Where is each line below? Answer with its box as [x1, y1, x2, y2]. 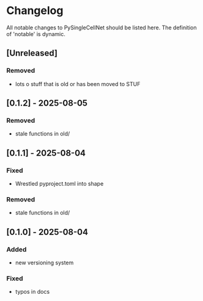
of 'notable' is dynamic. [6, 30, 65, 37]
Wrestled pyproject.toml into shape [15, 180, 104, 187]
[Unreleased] [6, 48, 58, 59]
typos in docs [15, 288, 50, 296]
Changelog [6, 4, 64, 18]
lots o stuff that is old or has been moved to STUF [15, 80, 141, 87]
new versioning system [15, 259, 74, 266]
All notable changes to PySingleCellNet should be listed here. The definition [6, 24, 197, 31]
